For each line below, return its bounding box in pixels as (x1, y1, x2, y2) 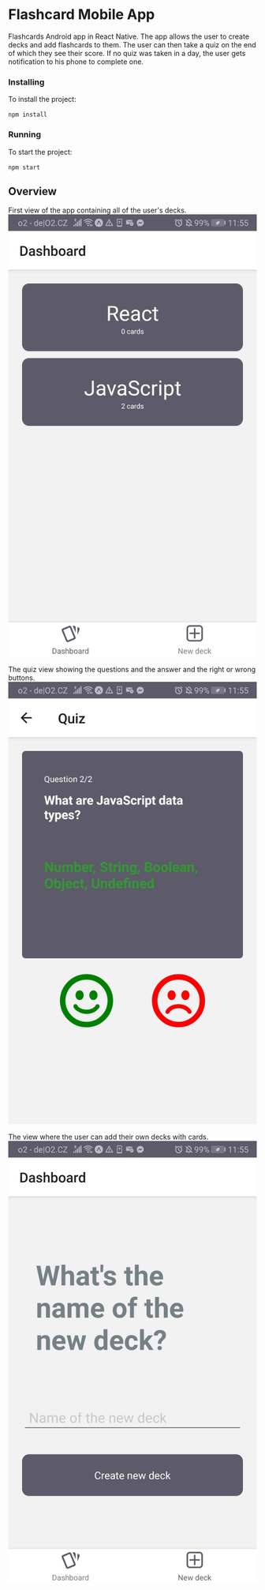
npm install (8, 111, 47, 119)
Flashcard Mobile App (8, 6, 155, 24)
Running (8, 129, 42, 140)
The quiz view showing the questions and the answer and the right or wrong (8, 665, 256, 675)
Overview (8, 184, 58, 198)
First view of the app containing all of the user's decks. (8, 205, 187, 215)
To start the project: (8, 147, 73, 156)
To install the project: (8, 95, 77, 104)
